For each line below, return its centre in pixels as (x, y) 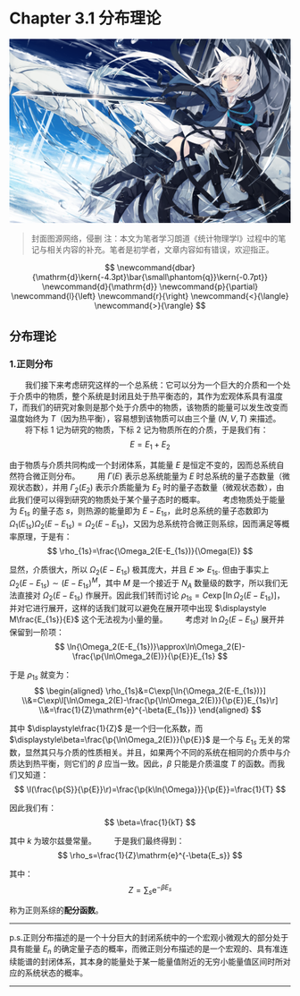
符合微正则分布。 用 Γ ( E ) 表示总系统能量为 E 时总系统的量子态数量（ (150, 476)
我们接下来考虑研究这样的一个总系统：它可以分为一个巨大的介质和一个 (154, 385)
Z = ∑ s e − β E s (150, 890)
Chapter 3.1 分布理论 (85, 18)
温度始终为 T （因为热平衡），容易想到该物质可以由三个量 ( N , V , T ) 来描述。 (145, 418)
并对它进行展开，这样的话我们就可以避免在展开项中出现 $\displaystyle (138, 609)
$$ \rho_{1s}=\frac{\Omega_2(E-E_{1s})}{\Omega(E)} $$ (150, 551)
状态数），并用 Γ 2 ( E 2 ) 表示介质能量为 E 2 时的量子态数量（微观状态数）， (146, 488)
